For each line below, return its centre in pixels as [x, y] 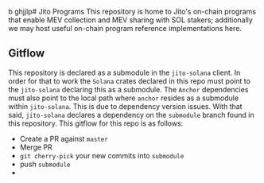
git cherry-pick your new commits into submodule [102, 155]
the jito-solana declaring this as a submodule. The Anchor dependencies [128, 89]
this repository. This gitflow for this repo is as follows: [96, 123]
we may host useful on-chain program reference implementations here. [125, 28]
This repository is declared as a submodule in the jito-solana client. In [124, 72]
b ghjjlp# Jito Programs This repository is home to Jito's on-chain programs [132, 12]
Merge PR [36, 147]
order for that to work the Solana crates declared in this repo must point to [129, 81]
